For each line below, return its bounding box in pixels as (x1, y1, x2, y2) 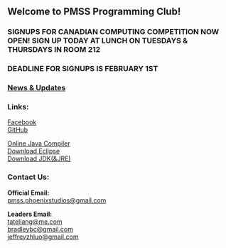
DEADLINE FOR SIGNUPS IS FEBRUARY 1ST (7, 64, 158, 74)
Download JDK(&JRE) (7, 154, 71, 163)
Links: (7, 102, 29, 112)
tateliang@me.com (7, 217, 63, 226)
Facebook (7, 118, 37, 126)
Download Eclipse (7, 147, 60, 156)
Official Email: (7, 188, 50, 197)
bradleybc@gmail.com (7, 225, 73, 233)
